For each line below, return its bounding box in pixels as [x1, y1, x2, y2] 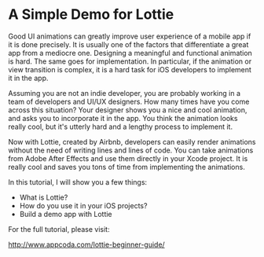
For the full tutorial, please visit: [8, 224, 110, 233]
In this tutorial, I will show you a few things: [8, 177, 148, 186]
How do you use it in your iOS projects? [19, 200, 148, 210]
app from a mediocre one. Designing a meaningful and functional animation [8, 48, 253, 57]
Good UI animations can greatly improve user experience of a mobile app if [8, 31, 251, 41]
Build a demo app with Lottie [19, 209, 112, 218]
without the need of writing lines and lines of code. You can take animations [8, 145, 254, 155]
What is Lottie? [19, 193, 68, 202]
